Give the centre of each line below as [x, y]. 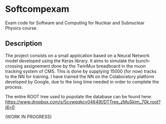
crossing [14, 66]
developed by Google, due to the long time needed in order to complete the [82, 82]
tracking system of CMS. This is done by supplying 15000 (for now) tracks [81, 71]
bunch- [143, 61]
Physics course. [22, 28]
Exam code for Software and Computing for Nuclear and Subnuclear [75, 23]
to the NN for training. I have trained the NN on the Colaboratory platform [80, 76]
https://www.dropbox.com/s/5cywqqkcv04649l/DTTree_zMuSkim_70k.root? [83, 102]
